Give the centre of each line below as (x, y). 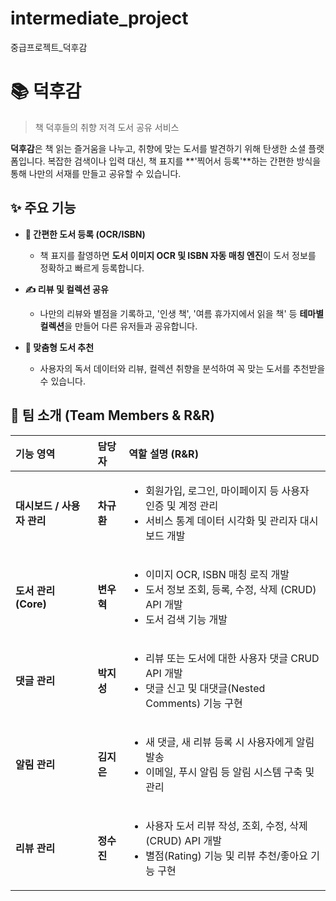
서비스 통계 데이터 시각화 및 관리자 (221, 520)
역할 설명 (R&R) (163, 454)
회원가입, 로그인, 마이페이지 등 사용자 (227, 490)
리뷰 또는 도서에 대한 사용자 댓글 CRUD (232, 658)
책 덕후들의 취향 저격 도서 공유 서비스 (107, 127)
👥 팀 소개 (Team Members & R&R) (112, 415)
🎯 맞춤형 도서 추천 (59, 347)
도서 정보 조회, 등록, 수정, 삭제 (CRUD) (231, 589)
